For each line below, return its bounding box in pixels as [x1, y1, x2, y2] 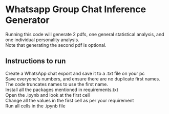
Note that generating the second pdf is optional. [5, 42, 107, 48]
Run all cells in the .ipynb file [5, 103, 66, 109]
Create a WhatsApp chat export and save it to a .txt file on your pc [5, 70, 145, 76]
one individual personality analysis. [5, 37, 79, 43]
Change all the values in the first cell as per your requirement [5, 97, 134, 103]
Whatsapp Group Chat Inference [5, 4, 146, 15]
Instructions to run [5, 57, 66, 66]
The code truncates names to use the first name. [5, 81, 109, 87]
